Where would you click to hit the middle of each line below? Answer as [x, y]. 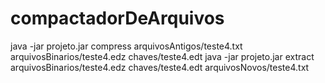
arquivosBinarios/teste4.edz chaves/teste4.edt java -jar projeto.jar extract [162, 56]
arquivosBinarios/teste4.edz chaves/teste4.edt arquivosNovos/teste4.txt [160, 67]
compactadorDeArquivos [117, 18]
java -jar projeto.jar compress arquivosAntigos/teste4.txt [126, 46]
